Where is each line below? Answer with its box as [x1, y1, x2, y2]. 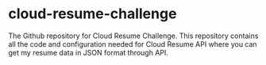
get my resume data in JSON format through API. [8, 48, 169, 57]
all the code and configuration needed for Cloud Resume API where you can [8, 39, 257, 48]
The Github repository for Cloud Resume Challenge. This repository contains [8, 31, 259, 40]
